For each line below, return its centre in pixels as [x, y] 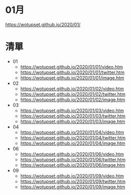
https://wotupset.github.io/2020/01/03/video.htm [72, 110]
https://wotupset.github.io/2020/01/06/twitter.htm [73, 160]
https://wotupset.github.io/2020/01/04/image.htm [73, 143]
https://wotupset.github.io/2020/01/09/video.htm [72, 176]
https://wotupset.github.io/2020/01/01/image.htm [72, 77]
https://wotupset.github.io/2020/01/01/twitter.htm [72, 72]
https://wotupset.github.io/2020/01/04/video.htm [72, 132]
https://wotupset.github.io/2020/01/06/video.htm [72, 154]
